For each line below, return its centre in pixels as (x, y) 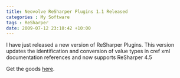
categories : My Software (38, 17)
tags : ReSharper (27, 22)
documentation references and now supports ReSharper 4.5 (79, 57)
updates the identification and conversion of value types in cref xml (88, 51)
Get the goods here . (30, 69)
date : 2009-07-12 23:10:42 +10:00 (49, 28)
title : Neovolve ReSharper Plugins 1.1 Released (67, 12)
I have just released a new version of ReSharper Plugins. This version (90, 45)
